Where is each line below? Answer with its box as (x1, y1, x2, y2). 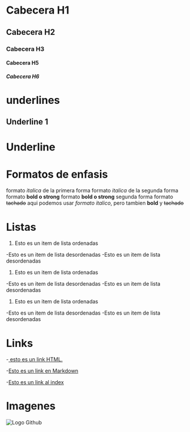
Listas (6, 220, 36, 234)
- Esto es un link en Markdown (6, 367, 78, 375)
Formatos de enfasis (6, 168, 108, 181)
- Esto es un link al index (6, 379, 64, 386)
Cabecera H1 (6, 4, 69, 17)
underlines (6, 93, 61, 107)
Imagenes (6, 400, 56, 413)
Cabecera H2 (6, 27, 55, 37)
